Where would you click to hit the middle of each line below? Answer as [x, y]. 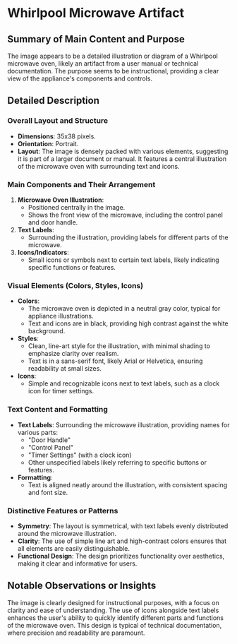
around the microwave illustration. [67, 533]
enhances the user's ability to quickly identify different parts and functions [116, 618]
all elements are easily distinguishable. [74, 548]
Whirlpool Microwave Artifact [96, 13]
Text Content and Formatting [57, 410]
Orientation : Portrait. [48, 143]
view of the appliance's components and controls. [80, 78]
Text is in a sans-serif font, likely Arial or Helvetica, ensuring [115, 361]
